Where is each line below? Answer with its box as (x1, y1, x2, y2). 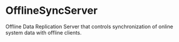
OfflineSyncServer (5, 4, 98, 17)
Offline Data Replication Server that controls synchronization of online (5, 23, 173, 30)
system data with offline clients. (5, 29, 82, 36)
